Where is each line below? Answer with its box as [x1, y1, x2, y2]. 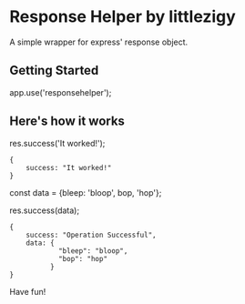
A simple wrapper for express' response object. [9, 36, 189, 47]
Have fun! [9, 286, 46, 297]
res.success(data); [9, 205, 80, 216]
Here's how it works [9, 114, 126, 129]
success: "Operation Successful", [26, 230, 157, 239]
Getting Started [9, 63, 99, 78]
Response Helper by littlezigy [9, 6, 237, 27]
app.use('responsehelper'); [9, 86, 112, 97]
